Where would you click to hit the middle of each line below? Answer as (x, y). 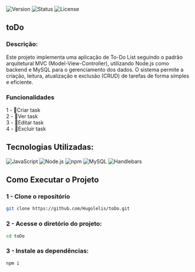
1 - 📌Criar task (23, 110)
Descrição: (22, 44)
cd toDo (16, 236)
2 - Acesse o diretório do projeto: (54, 224)
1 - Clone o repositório (38, 197)
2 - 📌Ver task (22, 116)
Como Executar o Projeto (53, 180)
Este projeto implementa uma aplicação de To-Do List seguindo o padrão (95, 57)
